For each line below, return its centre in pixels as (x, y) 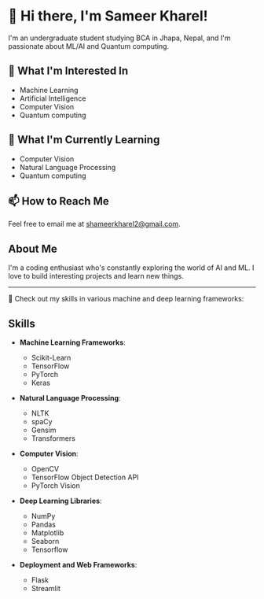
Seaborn (45, 541)
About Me (33, 248)
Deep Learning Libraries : (60, 501)
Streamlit (46, 588)
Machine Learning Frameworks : (72, 342)
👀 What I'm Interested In (68, 71)
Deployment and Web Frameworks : (78, 565)
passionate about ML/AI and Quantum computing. (89, 46)
